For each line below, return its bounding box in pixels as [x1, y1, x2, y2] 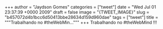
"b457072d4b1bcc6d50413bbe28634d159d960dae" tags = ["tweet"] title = [4, 14, 159, 20]
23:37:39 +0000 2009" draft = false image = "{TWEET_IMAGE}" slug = [4, 9, 150, 15]
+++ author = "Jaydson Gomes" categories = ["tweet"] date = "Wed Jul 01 [4, 4, 157, 10]
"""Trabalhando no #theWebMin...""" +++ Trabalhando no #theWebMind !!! [4, 19, 157, 25]
